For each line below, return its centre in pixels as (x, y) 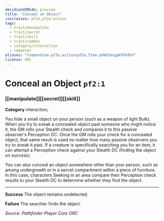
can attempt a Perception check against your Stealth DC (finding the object (81, 150)
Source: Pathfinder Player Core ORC (42, 213)
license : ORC (18, 60)
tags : (10, 23)
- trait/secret (25, 32)
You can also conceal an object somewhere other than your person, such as (82, 164)
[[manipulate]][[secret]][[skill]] (43, 99)
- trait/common (25, 41)
